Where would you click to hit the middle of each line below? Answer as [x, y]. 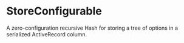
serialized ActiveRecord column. [47, 34]
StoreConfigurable [54, 11]
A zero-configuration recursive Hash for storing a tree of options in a [92, 28]
